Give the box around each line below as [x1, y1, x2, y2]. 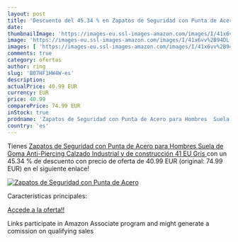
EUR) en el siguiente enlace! [7, 164, 90, 173]
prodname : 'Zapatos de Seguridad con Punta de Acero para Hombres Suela [7, 115, 230, 122]
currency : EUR [7, 89, 50, 96]
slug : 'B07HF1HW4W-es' [7, 69, 74, 76]
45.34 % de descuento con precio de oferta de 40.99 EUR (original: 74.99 [7, 156, 223, 165]
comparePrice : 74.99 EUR [7, 103, 81, 110]
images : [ [7, 43, 37, 50]
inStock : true [7, 109, 50, 116]
